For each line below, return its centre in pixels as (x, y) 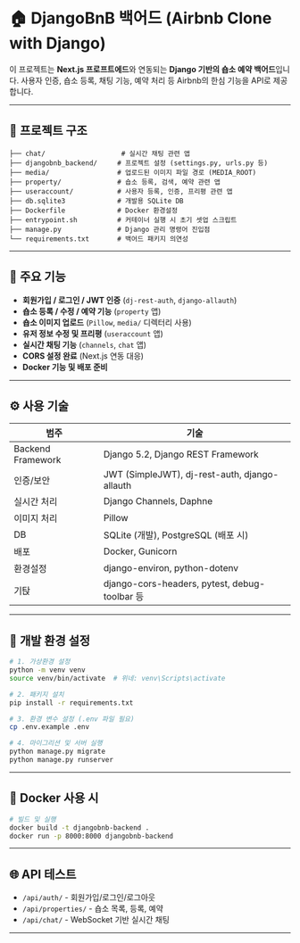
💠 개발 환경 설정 (50, 640)
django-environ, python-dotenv (171, 568)
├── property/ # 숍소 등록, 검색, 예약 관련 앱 (115, 182)
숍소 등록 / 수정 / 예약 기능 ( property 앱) (92, 311)
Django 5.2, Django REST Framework (181, 454)
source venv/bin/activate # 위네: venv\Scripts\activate (117, 678)
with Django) (58, 43)
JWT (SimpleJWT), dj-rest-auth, (173, 475)
